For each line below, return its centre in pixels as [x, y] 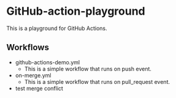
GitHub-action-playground [76, 11]
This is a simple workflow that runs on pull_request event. [97, 81]
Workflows [28, 47]
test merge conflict [39, 88]
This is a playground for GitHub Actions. [57, 28]
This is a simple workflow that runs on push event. [88, 69]
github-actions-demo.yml [48, 62]
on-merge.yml [33, 75]
